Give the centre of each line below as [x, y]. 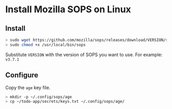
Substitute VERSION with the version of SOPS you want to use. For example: [84, 54]
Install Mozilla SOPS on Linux [68, 9]
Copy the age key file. [28, 88]
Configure [22, 75]
